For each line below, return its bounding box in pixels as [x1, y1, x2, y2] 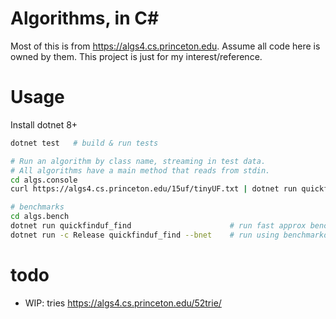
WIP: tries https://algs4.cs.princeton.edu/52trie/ [24, 297, 222, 309]
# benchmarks [10, 202, 65, 212]
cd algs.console [10, 175, 78, 185]
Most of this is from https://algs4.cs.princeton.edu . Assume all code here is [10, 40, 321, 52]
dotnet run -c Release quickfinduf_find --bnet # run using [10, 230, 280, 240]
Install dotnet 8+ [10, 118, 78, 131]
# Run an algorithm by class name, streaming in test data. [10, 156, 267, 166]
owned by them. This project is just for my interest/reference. [10, 50, 263, 62]
